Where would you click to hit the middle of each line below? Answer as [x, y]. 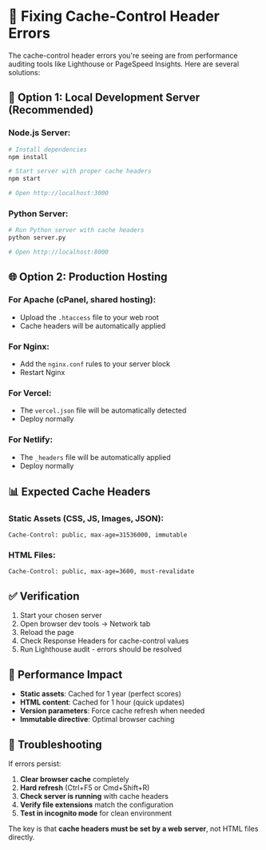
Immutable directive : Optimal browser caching [97, 720]
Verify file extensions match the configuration [97, 804]
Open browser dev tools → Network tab [85, 624]
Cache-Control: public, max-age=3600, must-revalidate [101, 572]
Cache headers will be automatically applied [93, 325]
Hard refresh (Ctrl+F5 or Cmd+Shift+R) [85, 788]
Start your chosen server [61, 616]
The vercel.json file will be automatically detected [103, 410]
